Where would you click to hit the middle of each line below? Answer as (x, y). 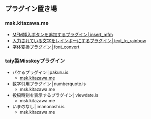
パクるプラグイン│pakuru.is (40, 72)
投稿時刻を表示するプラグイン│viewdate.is (55, 95)
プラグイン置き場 (31, 9)
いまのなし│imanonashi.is (38, 106)
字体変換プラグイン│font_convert (46, 47)
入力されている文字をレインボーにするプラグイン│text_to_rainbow (79, 40)
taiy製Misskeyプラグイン (35, 60)
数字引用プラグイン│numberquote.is (49, 84)
